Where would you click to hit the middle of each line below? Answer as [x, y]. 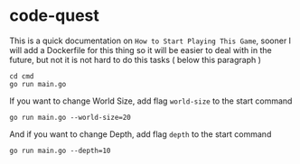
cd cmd [22, 76]
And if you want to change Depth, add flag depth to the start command [141, 134]
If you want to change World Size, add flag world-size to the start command [151, 101]
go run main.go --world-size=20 [70, 117]
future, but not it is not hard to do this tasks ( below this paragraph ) [136, 59]
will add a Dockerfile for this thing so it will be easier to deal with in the [141, 50]
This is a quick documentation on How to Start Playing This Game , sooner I [150, 41]
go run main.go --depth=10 [60, 150]
